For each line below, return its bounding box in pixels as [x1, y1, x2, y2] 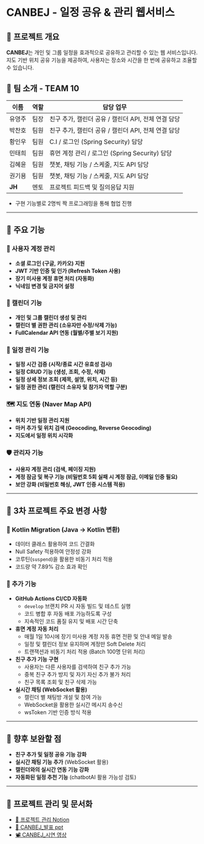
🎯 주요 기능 [6, 225, 46, 235]
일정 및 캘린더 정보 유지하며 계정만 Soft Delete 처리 [24, 640, 146, 647]
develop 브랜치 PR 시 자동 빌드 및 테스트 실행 [24, 602, 131, 610]
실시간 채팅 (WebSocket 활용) [15, 686, 87, 693]
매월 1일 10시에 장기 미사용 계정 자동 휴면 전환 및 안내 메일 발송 [24, 632, 173, 640]
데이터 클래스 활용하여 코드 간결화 [15, 541, 95, 548]
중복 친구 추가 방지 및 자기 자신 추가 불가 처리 [24, 670, 131, 678]
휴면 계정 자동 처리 [15, 625, 59, 632]
